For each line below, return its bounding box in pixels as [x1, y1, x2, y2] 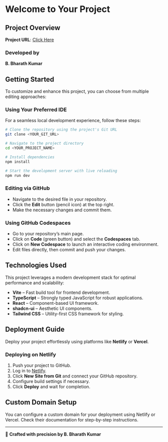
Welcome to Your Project [5, 4, 110, 15]
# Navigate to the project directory [5, 141, 84, 146]
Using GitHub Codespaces [5, 219, 71, 226]
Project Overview [5, 24, 60, 32]
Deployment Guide [5, 325, 65, 334]
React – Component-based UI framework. [12, 300, 99, 306]
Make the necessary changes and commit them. [12, 207, 112, 213]
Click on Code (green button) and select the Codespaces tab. [12, 236, 140, 242]
